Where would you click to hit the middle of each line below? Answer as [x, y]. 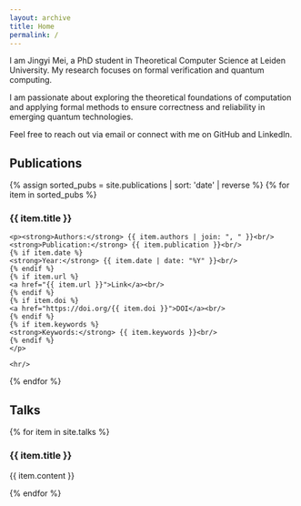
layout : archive [40, 18]
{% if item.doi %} [44, 301]
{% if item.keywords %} [55, 325]
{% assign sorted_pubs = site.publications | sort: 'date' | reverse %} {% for [150, 185]
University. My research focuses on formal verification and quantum [137, 70]
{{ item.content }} [42, 475]
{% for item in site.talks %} [60, 432]
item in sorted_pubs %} [53, 195]
